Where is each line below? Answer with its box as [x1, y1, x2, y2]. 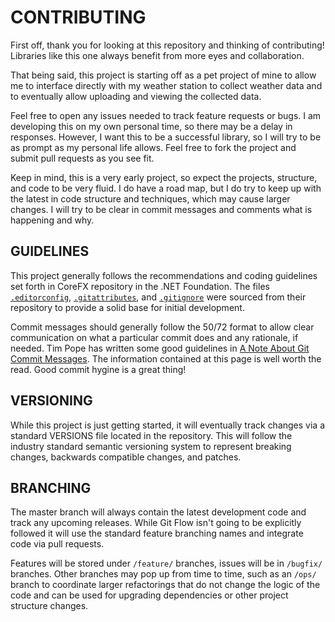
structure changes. [10, 600, 89, 612]
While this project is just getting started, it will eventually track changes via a [10, 419, 326, 431]
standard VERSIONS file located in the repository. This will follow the [10, 429, 293, 441]
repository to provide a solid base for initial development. [10, 301, 245, 313]
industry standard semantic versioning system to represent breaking [10, 440, 292, 452]
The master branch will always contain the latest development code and [10, 506, 307, 518]
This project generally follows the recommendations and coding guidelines [10, 269, 318, 281]
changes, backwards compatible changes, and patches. [10, 451, 242, 463]
